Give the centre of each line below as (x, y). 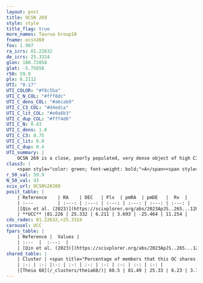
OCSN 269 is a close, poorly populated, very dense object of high (104, 158)
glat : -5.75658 (25, 68)
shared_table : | (27, 254)
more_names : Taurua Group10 (42, 34)
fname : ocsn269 (25, 40)
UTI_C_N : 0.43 (24, 125)
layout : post (23, 12)
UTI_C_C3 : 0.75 (25, 136)
